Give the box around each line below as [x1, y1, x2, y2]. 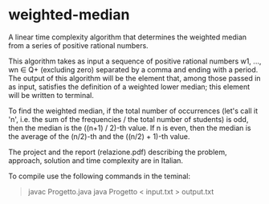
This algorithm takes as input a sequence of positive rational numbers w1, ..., [8, 56, 262, 66]
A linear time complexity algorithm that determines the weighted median [8, 32, 247, 42]
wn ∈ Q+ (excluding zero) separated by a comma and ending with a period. [8, 64, 259, 74]
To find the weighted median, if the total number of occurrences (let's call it [8, 106, 259, 116]
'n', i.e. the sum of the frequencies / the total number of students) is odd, [8, 114, 249, 124]
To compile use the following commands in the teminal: [8, 171, 191, 181]
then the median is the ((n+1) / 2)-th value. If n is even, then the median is [8, 123, 251, 133]
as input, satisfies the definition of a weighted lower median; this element [8, 82, 251, 92]
